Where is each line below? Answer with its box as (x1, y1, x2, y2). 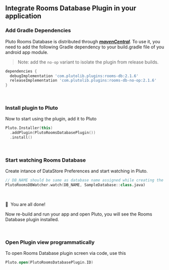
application (5, 12, 42, 21)
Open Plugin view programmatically (5, 239, 95, 246)
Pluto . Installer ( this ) (5, 125, 53, 130)
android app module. (5, 49, 49, 55)
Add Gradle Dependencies (5, 27, 71, 34)
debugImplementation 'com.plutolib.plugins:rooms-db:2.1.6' (10, 73, 139, 79)
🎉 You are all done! (5, 201, 46, 208)
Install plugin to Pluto (5, 104, 58, 111)
